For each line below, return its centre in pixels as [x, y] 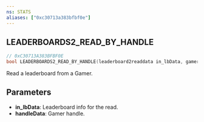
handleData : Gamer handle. [50, 114]
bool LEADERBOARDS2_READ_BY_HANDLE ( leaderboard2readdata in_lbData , [95, 62]
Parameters [29, 93]
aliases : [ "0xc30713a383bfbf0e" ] [49, 18]
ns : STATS [19, 12]
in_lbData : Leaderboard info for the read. [66, 107]
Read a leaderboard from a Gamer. [49, 73]
